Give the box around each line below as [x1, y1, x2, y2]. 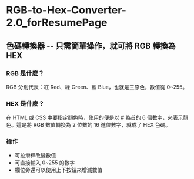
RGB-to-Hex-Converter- [6, 4, 126, 17]
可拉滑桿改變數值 [14, 152, 56, 159]
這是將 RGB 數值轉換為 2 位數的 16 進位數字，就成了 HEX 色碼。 [16, 121, 171, 129]
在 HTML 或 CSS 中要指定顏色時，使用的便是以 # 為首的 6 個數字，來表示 [6, 114, 183, 121]
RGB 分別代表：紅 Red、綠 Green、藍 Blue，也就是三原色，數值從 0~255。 [6, 83, 188, 90]
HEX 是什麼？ [6, 99, 45, 107]
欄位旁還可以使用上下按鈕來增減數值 [14, 167, 103, 174]
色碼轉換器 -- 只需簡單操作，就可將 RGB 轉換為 [6, 40, 176, 50]
